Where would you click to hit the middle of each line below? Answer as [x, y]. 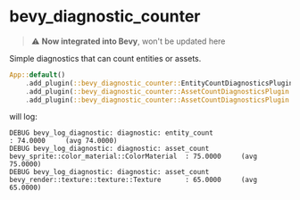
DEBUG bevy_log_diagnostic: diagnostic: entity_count [112, 133]
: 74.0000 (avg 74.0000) [63, 141]
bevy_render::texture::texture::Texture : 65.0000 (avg [133, 180]
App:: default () [37, 75]
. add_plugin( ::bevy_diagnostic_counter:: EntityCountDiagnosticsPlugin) [161, 83]
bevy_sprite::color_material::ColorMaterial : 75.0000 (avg [133, 157]
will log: [23, 117]
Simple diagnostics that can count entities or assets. [105, 58]
